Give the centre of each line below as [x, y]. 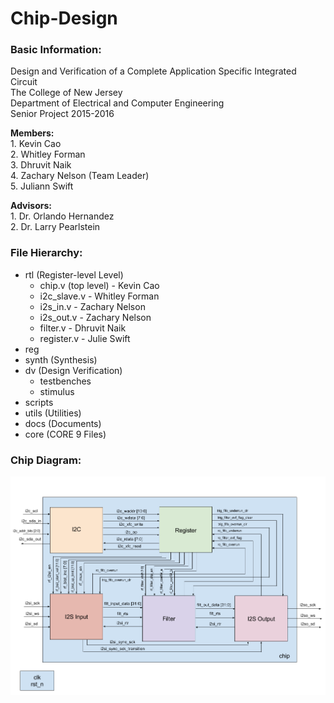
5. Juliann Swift [42, 186]
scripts [39, 402]
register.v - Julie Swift [85, 338]
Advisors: [31, 206]
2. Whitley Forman [48, 154]
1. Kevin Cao [36, 144]
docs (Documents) [63, 423]
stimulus [57, 391]
